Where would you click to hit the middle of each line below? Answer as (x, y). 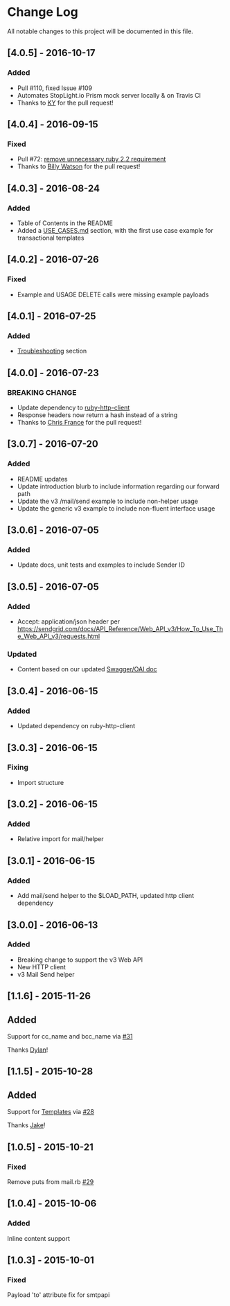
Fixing (18, 768)
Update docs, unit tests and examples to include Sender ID (101, 565)
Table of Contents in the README (65, 223)
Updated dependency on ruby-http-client (76, 726)
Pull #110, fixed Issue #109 (55, 88)
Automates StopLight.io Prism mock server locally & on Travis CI (109, 95)
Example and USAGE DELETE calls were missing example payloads (113, 294)
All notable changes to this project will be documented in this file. (100, 31)
